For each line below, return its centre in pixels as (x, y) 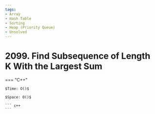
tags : (10, 9)
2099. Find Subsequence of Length (78, 56)
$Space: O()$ (18, 97)
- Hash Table (18, 18)
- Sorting (15, 23)
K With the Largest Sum (54, 66)
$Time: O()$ (17, 89)
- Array (13, 14)
